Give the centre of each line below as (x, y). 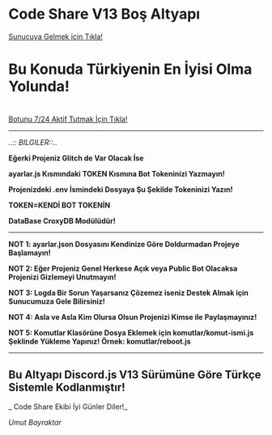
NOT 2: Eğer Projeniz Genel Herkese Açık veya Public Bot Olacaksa (123, 269)
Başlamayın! (30, 253)
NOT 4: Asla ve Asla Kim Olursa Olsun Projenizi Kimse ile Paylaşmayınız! (133, 318)
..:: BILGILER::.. (33, 143)
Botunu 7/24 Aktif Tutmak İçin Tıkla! (68, 119)
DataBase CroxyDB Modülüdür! (62, 221)
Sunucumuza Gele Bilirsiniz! (57, 301)
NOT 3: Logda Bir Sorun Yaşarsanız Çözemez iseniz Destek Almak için (128, 293)
